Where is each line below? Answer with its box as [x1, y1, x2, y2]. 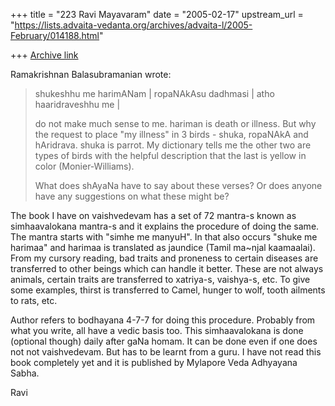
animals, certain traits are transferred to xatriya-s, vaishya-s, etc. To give [10, 274, 311, 285]
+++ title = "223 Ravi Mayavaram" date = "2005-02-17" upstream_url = [10, 9, 304, 20]
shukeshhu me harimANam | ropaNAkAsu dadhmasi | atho [34, 88, 275, 99]
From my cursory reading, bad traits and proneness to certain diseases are [10, 252, 319, 264]
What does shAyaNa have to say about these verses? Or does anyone [34, 180, 323, 191]
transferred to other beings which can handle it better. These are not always [10, 263, 324, 274]
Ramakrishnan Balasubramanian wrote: [10, 69, 172, 80]
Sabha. [10, 367, 40, 379]
